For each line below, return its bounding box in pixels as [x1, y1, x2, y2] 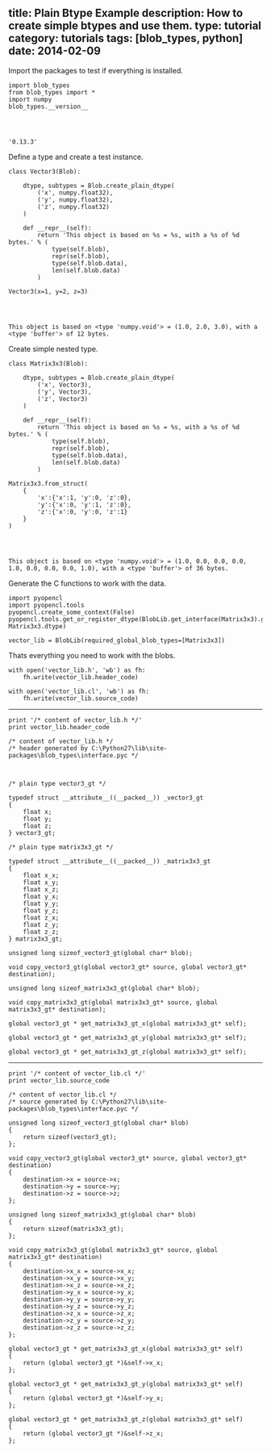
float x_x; [23, 871, 60, 879]
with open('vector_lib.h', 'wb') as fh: [8, 665, 147, 674]
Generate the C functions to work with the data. [8, 578, 167, 588]
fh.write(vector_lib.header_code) [23, 673, 139, 681]
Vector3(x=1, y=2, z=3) [8, 287, 89, 295]
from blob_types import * [8, 88, 95, 96]
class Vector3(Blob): [8, 167, 81, 176]
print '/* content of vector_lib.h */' [8, 716, 143, 724]
